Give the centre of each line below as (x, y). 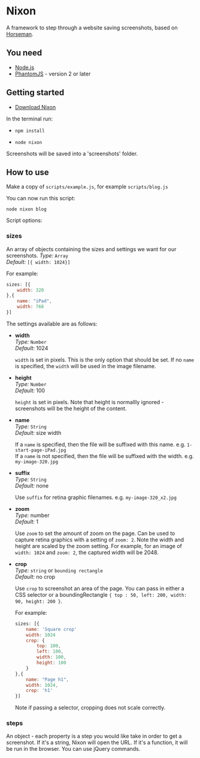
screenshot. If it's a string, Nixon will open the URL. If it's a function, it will (97, 742)
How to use (28, 172)
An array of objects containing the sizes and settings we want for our (91, 249)
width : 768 (31, 307)
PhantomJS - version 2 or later (53, 74)
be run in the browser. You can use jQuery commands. (73, 749)
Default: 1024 (31, 348)
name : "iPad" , (34, 301)
